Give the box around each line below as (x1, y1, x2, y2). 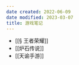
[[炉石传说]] (14, 45, 44, 52)
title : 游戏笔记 (6, 20, 43, 26)
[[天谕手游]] (14, 52, 44, 60)
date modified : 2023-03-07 (6, 14, 74, 20)
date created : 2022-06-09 (6, 8, 71, 15)
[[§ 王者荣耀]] (14, 37, 49, 45)
